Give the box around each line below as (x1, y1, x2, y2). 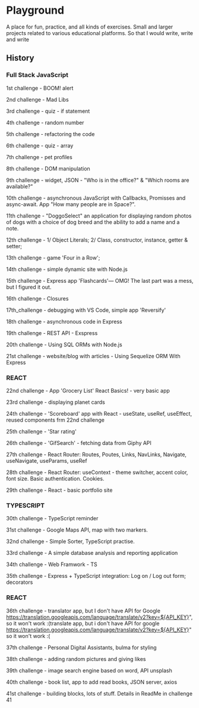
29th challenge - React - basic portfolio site (6, 486, 113, 494)
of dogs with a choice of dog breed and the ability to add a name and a (6, 218, 180, 226)
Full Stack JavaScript (6, 71, 68, 79)
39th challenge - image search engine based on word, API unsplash (6, 666, 172, 674)
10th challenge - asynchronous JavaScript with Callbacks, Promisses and (6, 194, 186, 201)
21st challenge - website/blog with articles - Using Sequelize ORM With (6, 352, 181, 359)
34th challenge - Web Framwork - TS (6, 561, 98, 568)
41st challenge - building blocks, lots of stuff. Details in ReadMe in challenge (6, 690, 193, 697)
